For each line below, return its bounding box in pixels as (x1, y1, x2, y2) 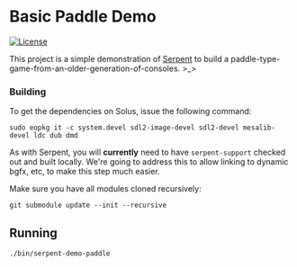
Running (9, 225, 58, 240)
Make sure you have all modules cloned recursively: (9, 183, 202, 194)
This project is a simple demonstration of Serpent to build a (9, 53, 229, 64)
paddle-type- (230, 53, 281, 64)
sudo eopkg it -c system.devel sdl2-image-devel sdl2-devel (9, 123, 240, 132)
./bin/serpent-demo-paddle (9, 249, 111, 258)
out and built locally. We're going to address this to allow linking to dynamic (9, 156, 289, 167)
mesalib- (242, 123, 276, 132)
